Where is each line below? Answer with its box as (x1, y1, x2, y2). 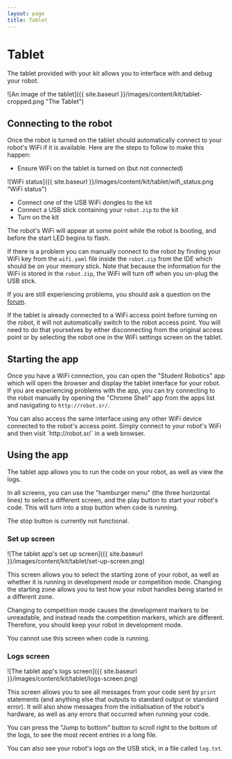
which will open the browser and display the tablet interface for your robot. (7, 379, 221, 387)
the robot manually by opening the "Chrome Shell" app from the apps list (7, 394, 215, 402)
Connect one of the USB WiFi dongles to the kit (17, 198, 152, 207)
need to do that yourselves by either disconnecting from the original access (7, 326, 223, 334)
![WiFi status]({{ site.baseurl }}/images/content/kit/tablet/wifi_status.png (7, 177, 213, 186)
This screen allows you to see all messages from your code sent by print (7, 688, 217, 697)
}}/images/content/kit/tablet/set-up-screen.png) (7, 557, 145, 566)
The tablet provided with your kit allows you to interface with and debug (7, 69, 213, 78)
